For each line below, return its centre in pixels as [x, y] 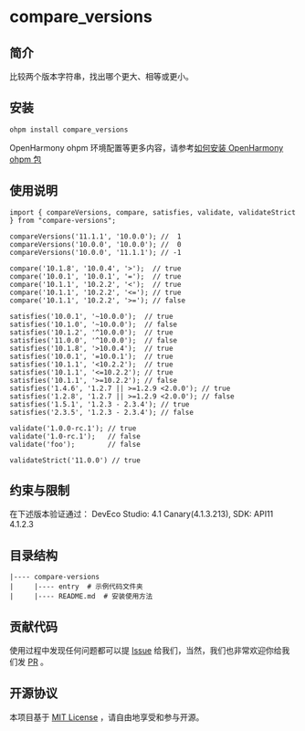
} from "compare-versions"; [63, 220]
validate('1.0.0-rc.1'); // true [73, 428]
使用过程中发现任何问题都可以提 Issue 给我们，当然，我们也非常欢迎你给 [146, 651]
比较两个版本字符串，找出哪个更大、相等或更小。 [101, 76]
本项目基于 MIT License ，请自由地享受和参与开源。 [107, 717]
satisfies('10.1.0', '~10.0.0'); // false [94, 324]
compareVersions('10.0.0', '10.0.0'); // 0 [95, 244]
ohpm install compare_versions [69, 130]
